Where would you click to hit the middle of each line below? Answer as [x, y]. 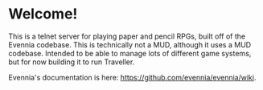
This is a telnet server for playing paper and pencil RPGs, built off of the [127, 36]
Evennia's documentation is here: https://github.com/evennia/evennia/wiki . [132, 77]
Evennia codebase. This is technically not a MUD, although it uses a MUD [130, 44]
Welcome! [43, 14]
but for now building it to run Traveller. [72, 62]
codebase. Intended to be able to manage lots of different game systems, [130, 53]
